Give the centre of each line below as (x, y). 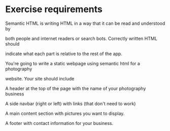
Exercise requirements (54, 9)
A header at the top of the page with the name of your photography (76, 88)
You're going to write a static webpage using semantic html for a (73, 63)
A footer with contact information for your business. (59, 123)
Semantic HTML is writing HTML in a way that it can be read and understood (85, 23)
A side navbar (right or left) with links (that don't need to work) (71, 103)
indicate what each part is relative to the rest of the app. (64, 54)
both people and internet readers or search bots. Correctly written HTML (81, 38)
